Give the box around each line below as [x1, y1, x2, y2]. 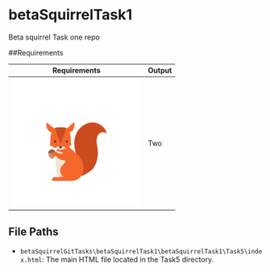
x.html [19, 256, 43, 264]
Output [147, 66, 172, 76]
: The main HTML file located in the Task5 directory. [41, 255, 214, 264]
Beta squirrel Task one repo [8, 32, 101, 42]
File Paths [8, 225, 59, 238]
